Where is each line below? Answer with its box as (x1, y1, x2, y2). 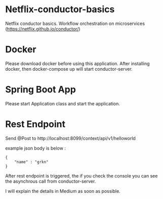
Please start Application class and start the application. (5, 100, 120, 106)
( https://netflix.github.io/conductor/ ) (5, 25, 80, 32)
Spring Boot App (5, 84, 76, 95)
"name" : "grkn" (14, 159, 49, 164)
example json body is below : (5, 145, 66, 151)
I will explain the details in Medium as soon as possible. (5, 188, 120, 194)
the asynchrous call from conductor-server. (5, 178, 96, 184)
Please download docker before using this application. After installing (5, 60, 150, 67)
